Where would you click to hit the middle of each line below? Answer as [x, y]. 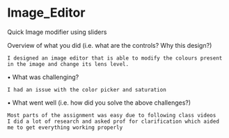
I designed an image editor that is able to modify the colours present [115, 58]
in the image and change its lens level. [68, 64]
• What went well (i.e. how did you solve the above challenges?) [99, 103]
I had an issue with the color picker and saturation [87, 89]
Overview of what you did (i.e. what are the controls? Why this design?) [110, 45]
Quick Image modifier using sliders [57, 32]
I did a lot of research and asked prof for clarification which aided [113, 121]
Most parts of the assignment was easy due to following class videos [112, 115]
